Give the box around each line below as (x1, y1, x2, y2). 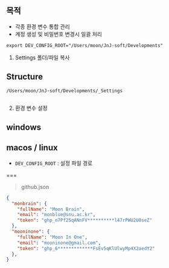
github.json (21, 183, 49, 190)
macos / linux (6, 142, 59, 153)
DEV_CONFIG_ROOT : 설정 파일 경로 (14, 159, 93, 167)
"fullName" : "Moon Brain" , (17, 206, 85, 212)
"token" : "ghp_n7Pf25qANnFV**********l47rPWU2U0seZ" (17, 217, 153, 223)
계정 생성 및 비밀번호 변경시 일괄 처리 (14, 30, 103, 37)
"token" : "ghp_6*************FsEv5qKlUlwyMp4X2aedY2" (17, 245, 155, 252)
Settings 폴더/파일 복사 (14, 54, 70, 61)
